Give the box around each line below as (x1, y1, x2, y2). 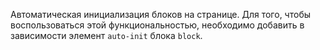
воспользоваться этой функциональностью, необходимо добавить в (10, 19, 305, 31)
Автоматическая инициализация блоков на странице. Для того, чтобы (10, 9, 311, 20)
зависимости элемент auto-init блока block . (10, 30, 203, 41)
